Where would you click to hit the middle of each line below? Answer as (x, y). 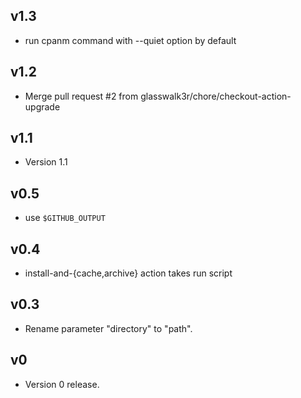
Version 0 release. (62, 384)
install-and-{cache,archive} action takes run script (128, 273)
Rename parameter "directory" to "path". (108, 328)
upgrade (42, 106)
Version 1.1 (46, 162)
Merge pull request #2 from (81, 96)
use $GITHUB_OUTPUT (65, 218)
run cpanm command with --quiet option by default (130, 40)
